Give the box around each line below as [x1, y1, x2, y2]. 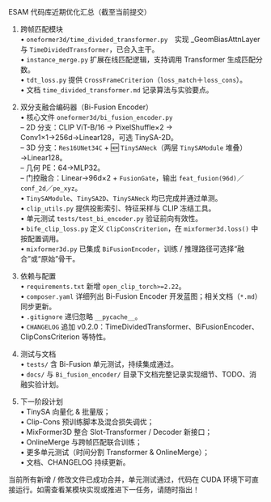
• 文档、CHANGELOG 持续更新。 [19, 457, 130, 467]
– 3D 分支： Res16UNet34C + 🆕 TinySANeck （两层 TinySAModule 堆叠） [19, 143, 248, 152]
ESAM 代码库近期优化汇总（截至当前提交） [8, 7, 151, 16]
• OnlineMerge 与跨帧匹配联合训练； [19, 437, 143, 447]
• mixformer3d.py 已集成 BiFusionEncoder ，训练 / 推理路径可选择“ [19, 244, 238, 253]
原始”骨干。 [40, 254, 80, 263]
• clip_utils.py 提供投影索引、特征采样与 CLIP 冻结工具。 [19, 203, 216, 213]
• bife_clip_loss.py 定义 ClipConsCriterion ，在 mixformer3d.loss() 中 [19, 223, 259, 233]
